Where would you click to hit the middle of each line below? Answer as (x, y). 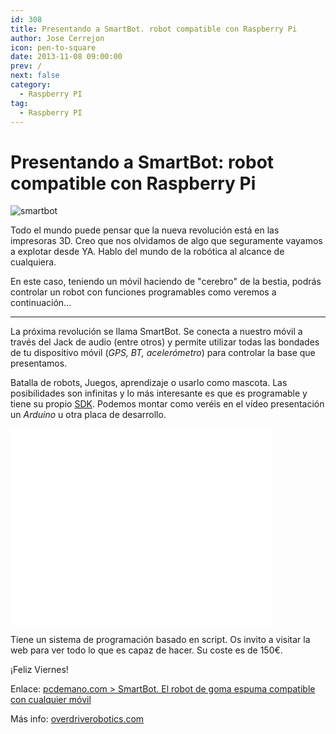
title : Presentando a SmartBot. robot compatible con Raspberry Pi (154, 29)
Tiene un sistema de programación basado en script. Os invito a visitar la (160, 640)
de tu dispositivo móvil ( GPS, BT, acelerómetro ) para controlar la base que (163, 353)
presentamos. (39, 363)
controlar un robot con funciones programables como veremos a (143, 292)
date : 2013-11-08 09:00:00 (66, 57)
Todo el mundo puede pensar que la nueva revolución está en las (145, 230)
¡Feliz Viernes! (39, 670)
